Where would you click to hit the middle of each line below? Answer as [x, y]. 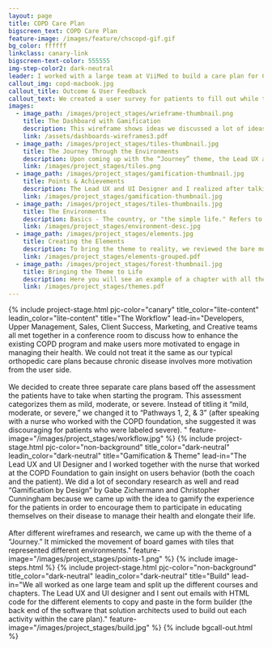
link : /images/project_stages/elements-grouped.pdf [112, 256]
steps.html [26, 568]
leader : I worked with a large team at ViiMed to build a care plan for [134, 76]
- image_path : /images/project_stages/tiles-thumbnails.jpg [119, 204]
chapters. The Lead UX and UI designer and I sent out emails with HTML [129, 593]
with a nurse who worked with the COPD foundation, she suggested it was [132, 421]
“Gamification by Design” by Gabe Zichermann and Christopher [114, 490]
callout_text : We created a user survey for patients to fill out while [134, 99]
